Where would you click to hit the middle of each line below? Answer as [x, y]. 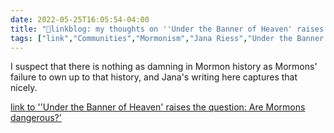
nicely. [24, 88]
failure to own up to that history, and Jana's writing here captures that [154, 77]
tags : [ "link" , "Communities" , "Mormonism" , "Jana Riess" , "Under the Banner [167, 38]
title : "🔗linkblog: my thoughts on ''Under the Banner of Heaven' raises [167, 29]
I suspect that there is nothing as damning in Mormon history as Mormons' [164, 67]
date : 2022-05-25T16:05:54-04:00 [80, 19]
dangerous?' [36, 118]
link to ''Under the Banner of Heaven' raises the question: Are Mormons [158, 107]
